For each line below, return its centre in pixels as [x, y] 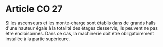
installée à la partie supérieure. [38, 39]
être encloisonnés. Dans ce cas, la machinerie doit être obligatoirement [80, 33]
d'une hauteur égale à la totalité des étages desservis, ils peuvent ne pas [82, 28]
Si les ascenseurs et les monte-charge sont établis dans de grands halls [80, 23]
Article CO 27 [34, 9]
